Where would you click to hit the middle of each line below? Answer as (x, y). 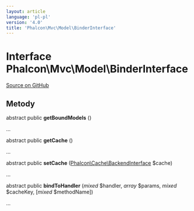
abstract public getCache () (39, 140)
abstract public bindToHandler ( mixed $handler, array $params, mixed (91, 186)
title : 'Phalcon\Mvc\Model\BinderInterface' (61, 28)
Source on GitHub (28, 85)
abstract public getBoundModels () (49, 118)
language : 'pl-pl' (28, 17)
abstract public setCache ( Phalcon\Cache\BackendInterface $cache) (89, 163)
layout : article (26, 11)
